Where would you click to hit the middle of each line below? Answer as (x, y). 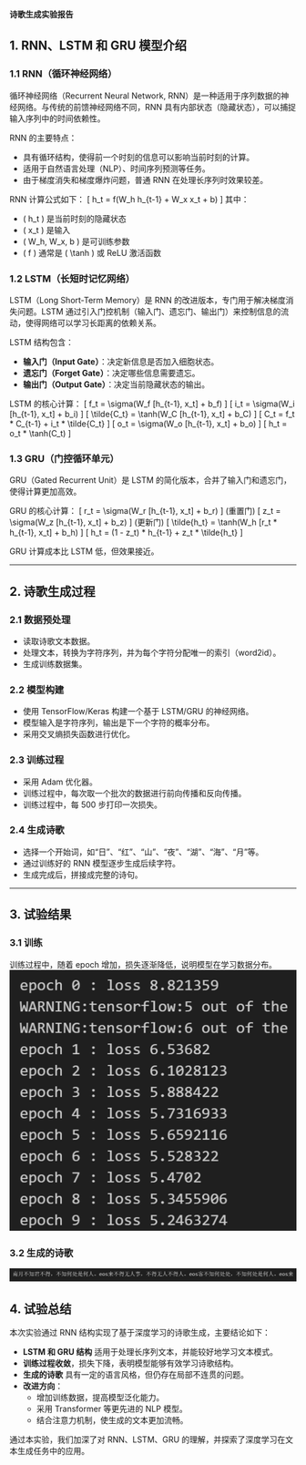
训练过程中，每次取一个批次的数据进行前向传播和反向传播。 (134, 793)
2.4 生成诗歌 (37, 830)
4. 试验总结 (41, 1309)
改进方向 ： (43, 1386)
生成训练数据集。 (55, 663)
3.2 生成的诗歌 (41, 1253)
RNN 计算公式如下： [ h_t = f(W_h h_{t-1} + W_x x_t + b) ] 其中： (129, 199)
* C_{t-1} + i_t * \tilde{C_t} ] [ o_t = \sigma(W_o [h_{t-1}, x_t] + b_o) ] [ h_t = (148, 424)
